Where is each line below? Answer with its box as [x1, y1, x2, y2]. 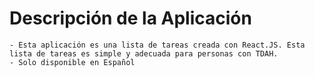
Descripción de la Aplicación [9, 7, 252, 30]
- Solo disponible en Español [9, 57, 136, 67]
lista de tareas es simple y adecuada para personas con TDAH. [9, 48, 279, 59]
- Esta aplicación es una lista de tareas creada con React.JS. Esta [9, 40, 306, 50]
